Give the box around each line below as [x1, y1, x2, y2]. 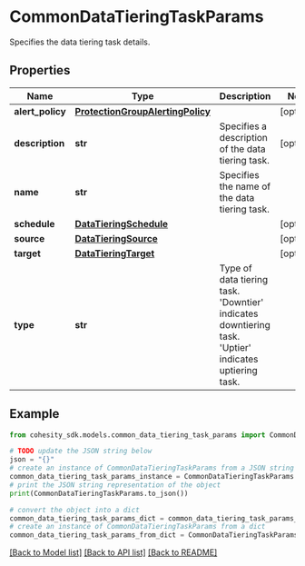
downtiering [219, 318, 271, 331]
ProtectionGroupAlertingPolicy [74, 104, 212, 117]
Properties [9, 63, 71, 78]
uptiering [219, 363, 259, 376]
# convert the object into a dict [9, 505, 141, 514]
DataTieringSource [74, 232, 159, 244]
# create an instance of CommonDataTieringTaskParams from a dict [9, 522, 266, 531]
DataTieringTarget [74, 247, 155, 260]
